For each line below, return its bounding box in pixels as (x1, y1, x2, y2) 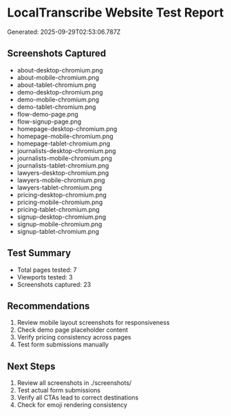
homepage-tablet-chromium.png (16, 139, 111, 148)
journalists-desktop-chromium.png (16, 146, 116, 155)
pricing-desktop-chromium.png (16, 190, 107, 199)
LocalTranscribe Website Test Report (7, 5, 224, 21)
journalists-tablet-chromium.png (16, 161, 109, 170)
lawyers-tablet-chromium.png (16, 183, 102, 191)
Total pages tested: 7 (16, 266, 77, 274)
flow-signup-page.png (16, 117, 82, 126)
